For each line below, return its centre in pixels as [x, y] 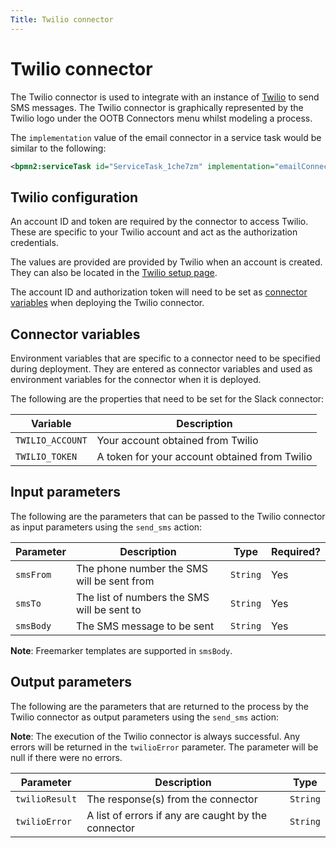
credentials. [34, 243]
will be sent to [108, 609]
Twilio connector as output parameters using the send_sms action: [144, 717]
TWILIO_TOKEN [46, 457]
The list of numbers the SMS [142, 597]
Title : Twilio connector [62, 19]
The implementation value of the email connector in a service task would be [166, 137]
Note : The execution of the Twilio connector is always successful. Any [155, 736]
